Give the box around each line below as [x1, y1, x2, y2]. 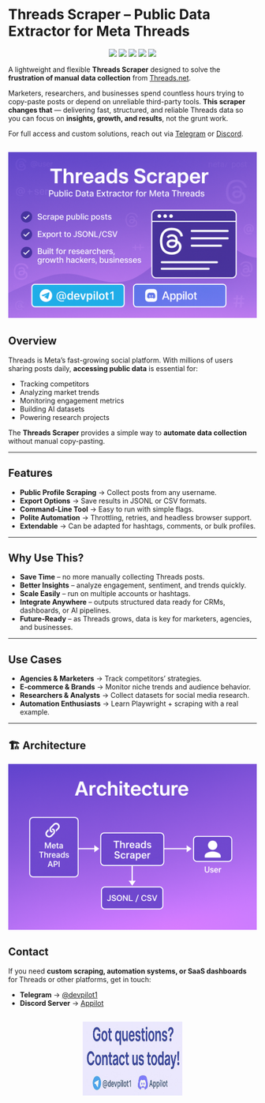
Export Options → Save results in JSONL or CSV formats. [19, 496, 207, 505]
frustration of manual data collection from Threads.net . [8, 73, 192, 82]
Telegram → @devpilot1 [19, 989, 98, 1000]
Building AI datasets [19, 404, 85, 414]
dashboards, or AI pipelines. [19, 606, 112, 615]
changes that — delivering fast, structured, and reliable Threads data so [8, 105, 244, 114]
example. [19, 707, 50, 717]
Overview [8, 334, 58, 348]
